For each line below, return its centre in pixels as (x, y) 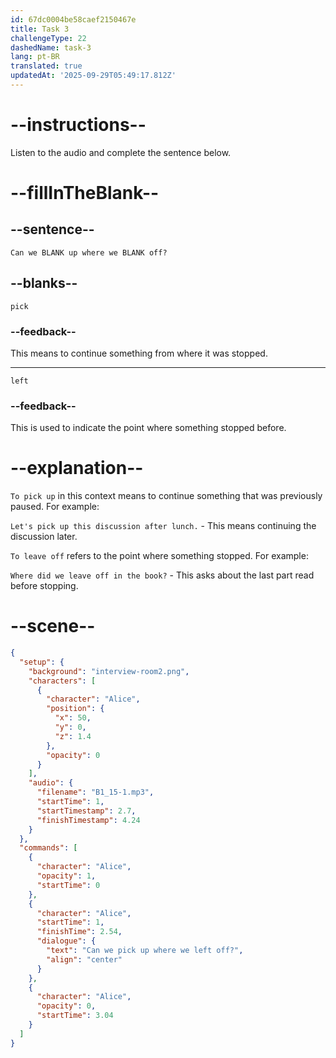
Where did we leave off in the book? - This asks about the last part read (162, 575)
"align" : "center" (84, 959)
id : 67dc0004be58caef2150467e (73, 19)
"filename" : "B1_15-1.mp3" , (95, 792)
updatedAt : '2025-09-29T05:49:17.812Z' (93, 76)
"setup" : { (42, 662)
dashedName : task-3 (51, 47)
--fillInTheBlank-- (85, 193)
